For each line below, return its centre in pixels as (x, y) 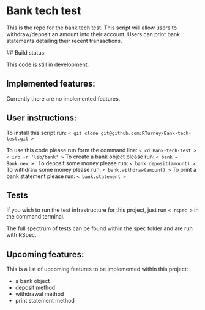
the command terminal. (35, 217)
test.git (17, 139)
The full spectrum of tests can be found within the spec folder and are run (99, 228)
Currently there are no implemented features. (63, 98)
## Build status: (26, 52)
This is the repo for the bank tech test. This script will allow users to (92, 28)
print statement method (45, 301)
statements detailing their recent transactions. (64, 41)
